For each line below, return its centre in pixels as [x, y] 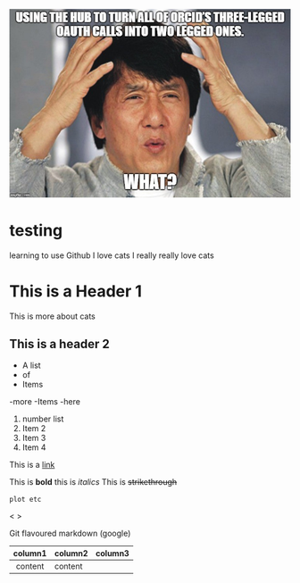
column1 [30, 553]
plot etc [25, 500]
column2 [71, 553]
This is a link [32, 465]
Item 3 [34, 438]
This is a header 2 [59, 344]
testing [36, 230]
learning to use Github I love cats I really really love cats [112, 255]
